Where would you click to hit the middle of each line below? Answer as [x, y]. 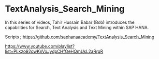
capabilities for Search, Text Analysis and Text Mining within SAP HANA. [77, 27]
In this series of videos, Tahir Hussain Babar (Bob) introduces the [70, 22]
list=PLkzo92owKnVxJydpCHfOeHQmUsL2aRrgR [54, 51]
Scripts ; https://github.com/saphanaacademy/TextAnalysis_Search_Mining [80, 37]
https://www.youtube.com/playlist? [40, 46]
